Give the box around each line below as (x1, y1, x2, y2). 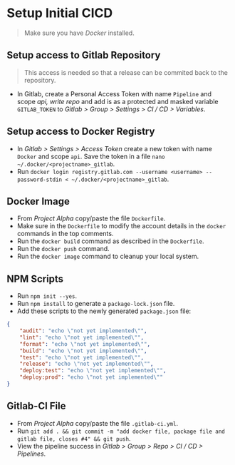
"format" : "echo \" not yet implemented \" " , (19, 340, 151, 347)
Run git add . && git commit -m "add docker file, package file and (16, 426, 225, 435)
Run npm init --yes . (16, 292, 78, 300)
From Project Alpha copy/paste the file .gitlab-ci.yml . (16, 419, 179, 427)
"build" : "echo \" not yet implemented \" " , (19, 347, 147, 354)
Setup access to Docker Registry (6, 126, 155, 138)
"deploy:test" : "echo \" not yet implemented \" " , (19, 367, 167, 374)
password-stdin (16, 176, 63, 183)
